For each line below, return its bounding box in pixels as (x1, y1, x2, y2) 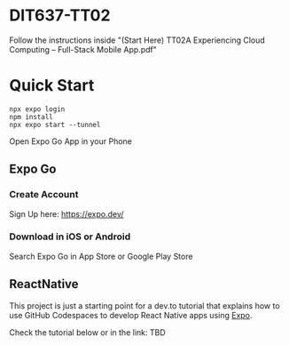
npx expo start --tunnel (9, 120, 101, 129)
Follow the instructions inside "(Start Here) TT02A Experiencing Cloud (9, 35, 266, 45)
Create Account (9, 189, 79, 201)
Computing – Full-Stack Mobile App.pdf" (9, 44, 158, 54)
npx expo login (9, 104, 66, 114)
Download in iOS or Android (9, 230, 131, 243)
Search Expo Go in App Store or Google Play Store (9, 251, 193, 261)
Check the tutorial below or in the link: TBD (9, 326, 166, 338)
